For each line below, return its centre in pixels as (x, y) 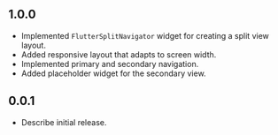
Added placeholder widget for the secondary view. (113, 73)
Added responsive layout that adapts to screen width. (119, 54)
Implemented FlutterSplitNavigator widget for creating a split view (145, 35)
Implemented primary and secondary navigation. (110, 64)
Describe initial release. (64, 122)
